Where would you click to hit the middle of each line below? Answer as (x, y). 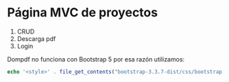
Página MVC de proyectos (83, 13)
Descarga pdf (36, 38)
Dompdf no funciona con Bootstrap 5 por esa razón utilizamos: (96, 59)
